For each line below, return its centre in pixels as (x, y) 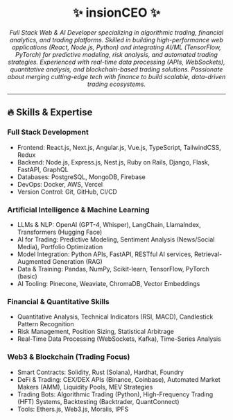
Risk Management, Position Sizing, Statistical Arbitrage (96, 332)
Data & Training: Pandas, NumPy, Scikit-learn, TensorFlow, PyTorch (113, 269)
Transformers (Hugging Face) (60, 232)
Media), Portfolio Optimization (60, 246)
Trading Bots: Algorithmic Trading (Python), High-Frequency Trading (115, 394)
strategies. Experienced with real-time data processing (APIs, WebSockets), (116, 62)
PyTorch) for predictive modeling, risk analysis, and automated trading (116, 54)
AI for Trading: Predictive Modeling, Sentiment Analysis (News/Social (116, 239)
